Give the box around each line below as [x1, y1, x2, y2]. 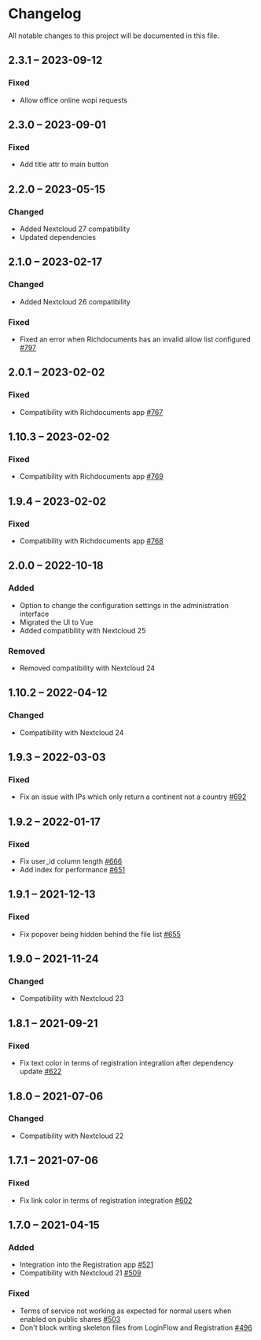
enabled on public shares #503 [19, 1314, 121, 1323]
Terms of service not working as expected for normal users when [19, 1306, 232, 1316]
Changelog [8, 5, 82, 23]
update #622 [19, 1066, 62, 1077]
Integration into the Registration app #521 [19, 1260, 154, 1270]
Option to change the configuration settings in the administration [19, 600, 230, 610]
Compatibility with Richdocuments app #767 [19, 407, 164, 416]
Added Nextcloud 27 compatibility [19, 224, 130, 233]
